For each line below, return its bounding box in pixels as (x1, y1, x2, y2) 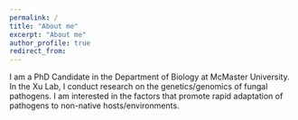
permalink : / (9, 13, 59, 23)
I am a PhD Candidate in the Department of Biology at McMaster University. (9, 71, 291, 82)
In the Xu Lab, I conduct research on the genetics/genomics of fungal (9, 81, 268, 92)
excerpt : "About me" (9, 30, 88, 39)
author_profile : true (9, 38, 91, 48)
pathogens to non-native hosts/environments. (9, 100, 180, 111)
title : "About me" (9, 22, 79, 31)
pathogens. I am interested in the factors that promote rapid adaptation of (9, 91, 284, 102)
